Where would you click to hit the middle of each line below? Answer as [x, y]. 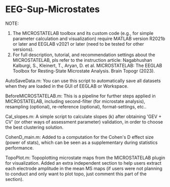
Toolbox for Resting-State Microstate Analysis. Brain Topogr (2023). [84, 71]
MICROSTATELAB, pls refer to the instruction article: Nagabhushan [82, 60]
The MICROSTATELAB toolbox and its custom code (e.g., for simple [83, 33]
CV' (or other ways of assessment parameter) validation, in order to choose [84, 122]
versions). [23, 49]
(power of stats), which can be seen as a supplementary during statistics [81, 142]
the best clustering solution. [34, 127]
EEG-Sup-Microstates [53, 9]
